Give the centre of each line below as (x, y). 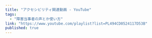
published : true (22, 28)
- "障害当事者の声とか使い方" (36, 19)
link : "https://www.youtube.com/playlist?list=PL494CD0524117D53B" (76, 23)
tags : (11, 14)
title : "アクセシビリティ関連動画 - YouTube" (48, 10)
